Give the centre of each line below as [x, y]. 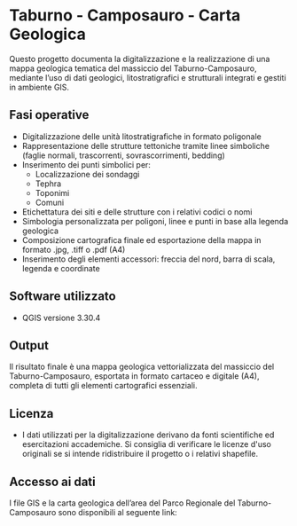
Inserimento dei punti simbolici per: [86, 164]
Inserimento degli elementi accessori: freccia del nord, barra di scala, [148, 259]
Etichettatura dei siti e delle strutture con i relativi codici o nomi [137, 212]
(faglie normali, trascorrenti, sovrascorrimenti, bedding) [124, 155]
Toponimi [52, 192]
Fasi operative [49, 115]
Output [29, 345]
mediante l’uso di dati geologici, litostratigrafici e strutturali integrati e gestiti [148, 77]
